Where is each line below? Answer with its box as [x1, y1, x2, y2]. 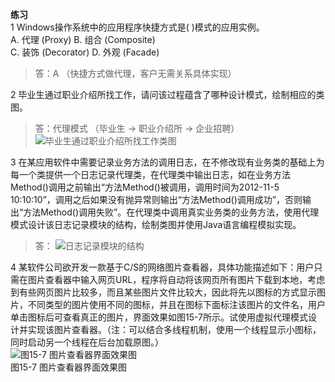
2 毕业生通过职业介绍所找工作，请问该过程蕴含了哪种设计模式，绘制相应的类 [10, 89, 325, 100]
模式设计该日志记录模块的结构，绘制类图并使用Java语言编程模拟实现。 [10, 219, 302, 230]
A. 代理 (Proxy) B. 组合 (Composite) [10, 34, 156, 45]
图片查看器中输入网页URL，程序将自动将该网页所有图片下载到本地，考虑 [27, 274, 326, 285]
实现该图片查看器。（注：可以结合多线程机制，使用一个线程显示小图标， [27, 324, 322, 335]
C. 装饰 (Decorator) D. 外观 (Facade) [10, 46, 160, 58]
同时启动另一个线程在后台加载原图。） [10, 336, 164, 348]
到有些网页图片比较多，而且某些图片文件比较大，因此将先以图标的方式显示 [10, 286, 317, 298]
